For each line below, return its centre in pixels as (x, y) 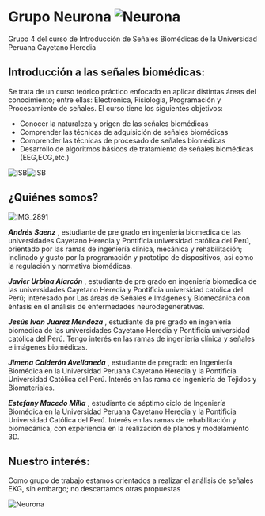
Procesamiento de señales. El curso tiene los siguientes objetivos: (115, 108)
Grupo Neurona (60, 17)
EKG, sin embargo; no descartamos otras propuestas (95, 489)
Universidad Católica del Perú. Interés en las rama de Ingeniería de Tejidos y (132, 379)
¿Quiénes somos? (53, 198)
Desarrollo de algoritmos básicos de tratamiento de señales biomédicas (136, 149)
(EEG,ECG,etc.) (44, 157)
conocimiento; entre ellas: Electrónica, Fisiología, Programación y (115, 100)
